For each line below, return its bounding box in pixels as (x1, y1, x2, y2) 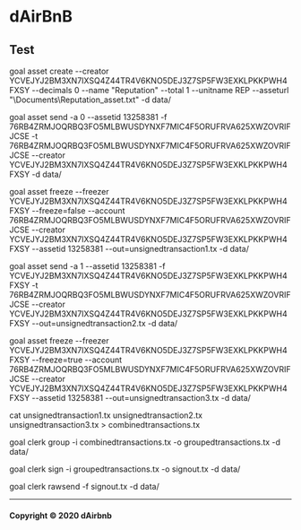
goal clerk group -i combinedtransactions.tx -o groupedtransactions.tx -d (9, 437, 280, 447)
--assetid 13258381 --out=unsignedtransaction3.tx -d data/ (31, 393, 251, 403)
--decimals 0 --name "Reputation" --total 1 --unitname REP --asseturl (31, 85, 289, 95)
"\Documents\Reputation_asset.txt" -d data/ (9, 94, 172, 105)
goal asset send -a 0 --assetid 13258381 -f (9, 112, 168, 122)
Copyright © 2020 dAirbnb (9, 509, 112, 521)
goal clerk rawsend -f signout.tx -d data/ (9, 482, 159, 491)
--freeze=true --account (31, 354, 123, 365)
